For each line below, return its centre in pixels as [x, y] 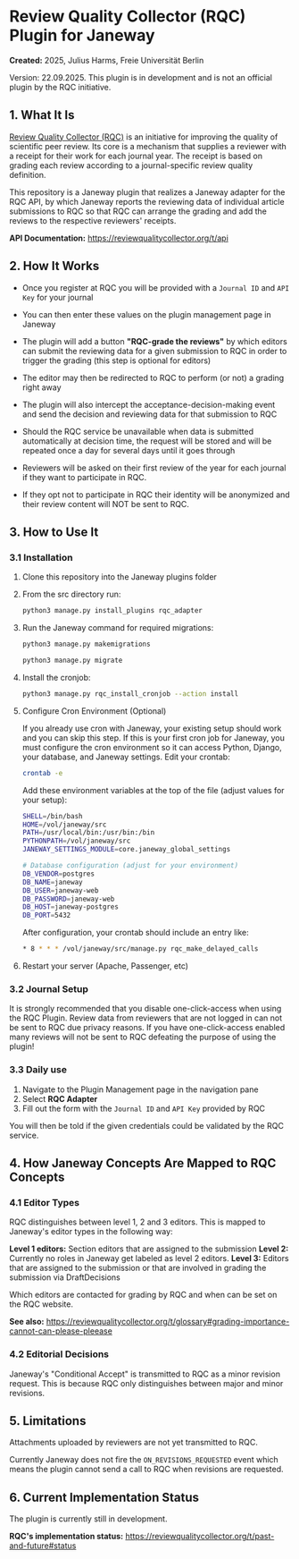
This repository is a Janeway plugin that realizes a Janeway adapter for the [147, 192]
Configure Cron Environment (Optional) [94, 711]
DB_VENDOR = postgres [58, 874]
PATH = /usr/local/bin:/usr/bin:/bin [88, 833]
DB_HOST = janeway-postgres [70, 907]
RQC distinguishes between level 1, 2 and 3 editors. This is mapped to [137, 1222]
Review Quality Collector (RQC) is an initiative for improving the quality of [144, 137]
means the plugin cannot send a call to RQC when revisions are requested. [146, 1470]
